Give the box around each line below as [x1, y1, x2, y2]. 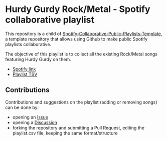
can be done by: [5, 104, 39, 110]
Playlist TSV [12, 71, 38, 77]
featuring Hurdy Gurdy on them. [5, 56, 71, 62]
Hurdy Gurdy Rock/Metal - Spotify [5, 3, 150, 15]
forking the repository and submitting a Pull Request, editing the [12, 124, 144, 130]
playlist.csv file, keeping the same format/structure [12, 130, 118, 136]
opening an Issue [12, 114, 49, 120]
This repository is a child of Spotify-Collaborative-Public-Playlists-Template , [5, 30, 162, 36]
